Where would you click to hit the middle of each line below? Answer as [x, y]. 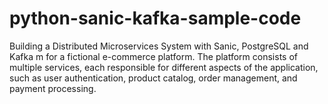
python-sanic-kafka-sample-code [155, 18]
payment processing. [53, 88]
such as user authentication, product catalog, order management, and [153, 78]
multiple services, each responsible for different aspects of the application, [164, 67]
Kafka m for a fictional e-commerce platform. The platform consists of [153, 56]
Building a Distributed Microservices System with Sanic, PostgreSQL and [159, 46]
